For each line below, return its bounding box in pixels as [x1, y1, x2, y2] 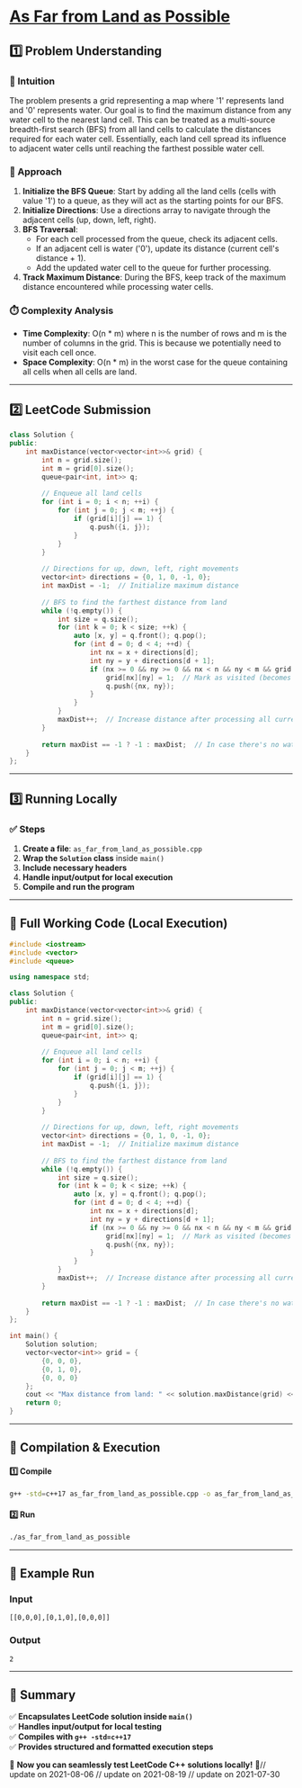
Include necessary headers [22, 862, 128, 873]
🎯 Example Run [9, 1566, 95, 1581]
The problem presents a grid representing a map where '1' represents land [9, 94, 285, 105]
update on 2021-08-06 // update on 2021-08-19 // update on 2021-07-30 [9, 1769, 280, 1780]
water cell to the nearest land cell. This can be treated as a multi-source [9, 114, 276, 125]
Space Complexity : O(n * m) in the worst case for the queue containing [22, 357, 289, 368]
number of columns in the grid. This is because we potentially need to [22, 337, 281, 348]
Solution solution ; [25, 1340, 99, 1349]
